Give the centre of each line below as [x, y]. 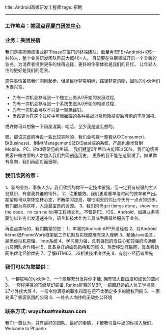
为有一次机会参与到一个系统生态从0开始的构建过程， [65, 104]
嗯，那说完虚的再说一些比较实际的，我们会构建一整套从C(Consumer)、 [77, 137]
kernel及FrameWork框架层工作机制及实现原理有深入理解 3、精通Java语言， [82, 234]
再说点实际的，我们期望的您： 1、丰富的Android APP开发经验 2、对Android [81, 229]
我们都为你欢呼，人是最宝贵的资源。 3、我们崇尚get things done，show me [82, 205]
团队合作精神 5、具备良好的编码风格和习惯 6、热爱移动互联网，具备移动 [86, 247]
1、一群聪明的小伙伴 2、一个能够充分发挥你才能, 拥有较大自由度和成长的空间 [82, 279]
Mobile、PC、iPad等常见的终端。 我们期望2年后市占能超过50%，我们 [75, 149]
